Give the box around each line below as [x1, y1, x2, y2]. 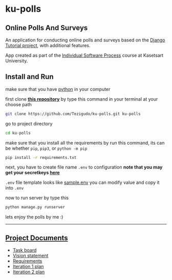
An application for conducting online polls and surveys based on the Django [5, 37, 165, 43]
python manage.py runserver [5, 205, 66, 210]
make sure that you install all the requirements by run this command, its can [5, 139, 165, 146]
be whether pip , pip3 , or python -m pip [5, 145, 88, 151]
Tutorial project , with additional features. [5, 42, 91, 49]
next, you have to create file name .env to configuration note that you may [5, 164, 163, 170]
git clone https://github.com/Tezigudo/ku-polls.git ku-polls [5, 111, 141, 116]
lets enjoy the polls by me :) [5, 214, 63, 220]
